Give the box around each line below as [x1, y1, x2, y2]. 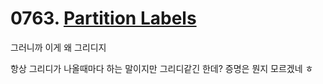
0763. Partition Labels [10, 7, 197, 30]
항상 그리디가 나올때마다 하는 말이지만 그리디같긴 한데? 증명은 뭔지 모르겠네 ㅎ [10, 62, 314, 74]
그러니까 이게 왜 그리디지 [10, 41, 107, 53]
